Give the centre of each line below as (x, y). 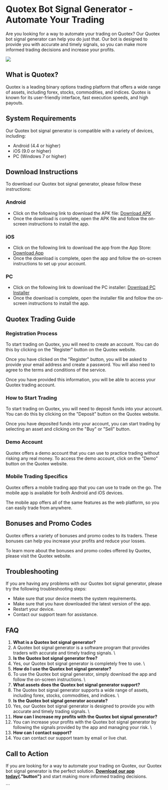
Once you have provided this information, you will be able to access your (81, 379)
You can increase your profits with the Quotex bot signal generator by (84, 722)
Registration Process (32, 333)
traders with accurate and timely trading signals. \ (64, 653)
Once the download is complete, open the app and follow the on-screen (87, 258)
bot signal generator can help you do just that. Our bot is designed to (77, 39)
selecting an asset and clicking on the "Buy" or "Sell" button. (68, 429)
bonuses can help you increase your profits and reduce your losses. (76, 541)
